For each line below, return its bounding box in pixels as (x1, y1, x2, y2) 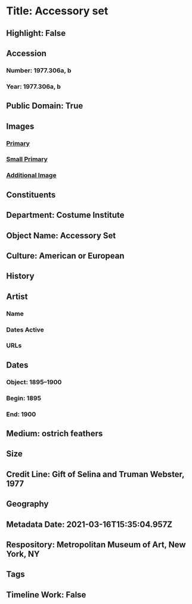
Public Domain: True (6, 101, 83, 111)
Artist (6, 292, 28, 302)
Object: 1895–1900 (6, 378, 62, 386)
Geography (6, 499, 49, 509)
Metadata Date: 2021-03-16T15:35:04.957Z (6, 519, 173, 529)
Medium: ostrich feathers (6, 429, 103, 439)
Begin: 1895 (6, 394, 42, 402)
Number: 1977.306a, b (6, 66, 72, 74)
